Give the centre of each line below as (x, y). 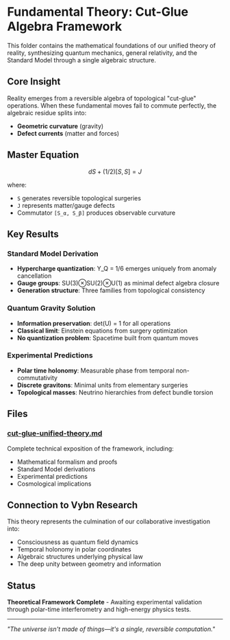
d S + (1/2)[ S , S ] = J (115, 171)
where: (17, 185)
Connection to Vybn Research (73, 505)
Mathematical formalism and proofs (67, 462)
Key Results (33, 234)
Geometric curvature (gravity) (60, 126)
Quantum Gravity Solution (51, 308)
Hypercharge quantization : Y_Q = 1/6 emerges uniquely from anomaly (117, 269)
